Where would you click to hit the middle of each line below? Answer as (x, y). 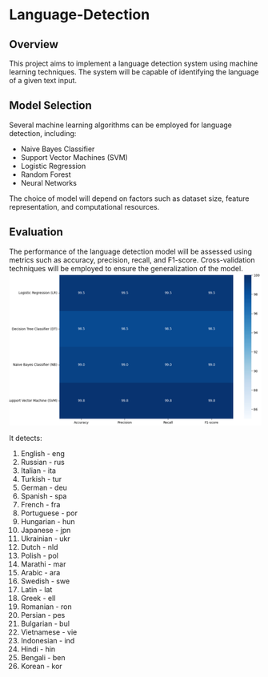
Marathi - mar (43, 564)
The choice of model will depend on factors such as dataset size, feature (129, 198)
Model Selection (51, 106)
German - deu (44, 487)
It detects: (26, 438)
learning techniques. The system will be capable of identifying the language (134, 72)
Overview (34, 44)
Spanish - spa (44, 496)
